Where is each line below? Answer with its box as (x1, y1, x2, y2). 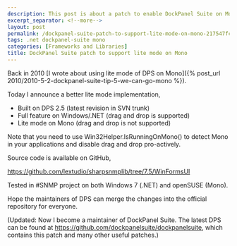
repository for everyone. (7, 202, 78, 210)
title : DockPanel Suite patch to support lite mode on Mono (7, 50, 188, 57)
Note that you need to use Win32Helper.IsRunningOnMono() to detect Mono (7, 132, 229, 141)
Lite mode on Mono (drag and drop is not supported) (17, 118, 171, 127)
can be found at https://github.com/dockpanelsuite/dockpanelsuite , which (7, 223, 224, 231)
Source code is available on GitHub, (7, 153, 111, 162)
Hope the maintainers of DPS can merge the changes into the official (7, 195, 207, 203)
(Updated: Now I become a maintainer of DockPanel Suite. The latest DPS (7, 216, 221, 224)
